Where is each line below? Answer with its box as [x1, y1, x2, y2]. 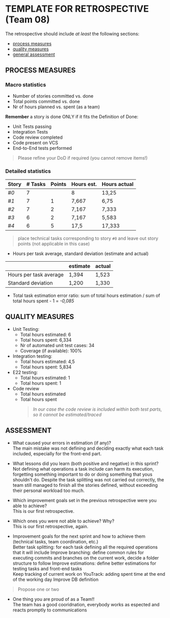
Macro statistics [5, 81, 47, 88]
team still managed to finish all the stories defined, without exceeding [12, 482, 158, 488]
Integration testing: [12, 353, 52, 359]
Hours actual [101, 180, 133, 188]
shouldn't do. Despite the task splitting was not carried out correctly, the [12, 476, 164, 483]
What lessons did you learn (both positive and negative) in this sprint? [12, 460, 159, 467]
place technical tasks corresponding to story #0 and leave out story [17, 235, 158, 241]
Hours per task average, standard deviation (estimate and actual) [12, 250, 149, 257]
